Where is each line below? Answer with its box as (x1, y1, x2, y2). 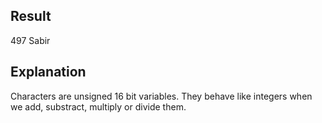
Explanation (10, 64, 87, 81)
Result (10, 8, 52, 25)
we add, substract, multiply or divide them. (10, 100, 187, 113)
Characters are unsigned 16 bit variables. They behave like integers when (10, 90, 313, 102)
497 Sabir (10, 34, 51, 46)
